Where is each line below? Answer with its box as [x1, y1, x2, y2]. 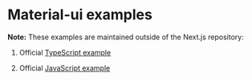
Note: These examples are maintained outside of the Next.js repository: [7, 32, 244, 42]
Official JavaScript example [18, 63, 111, 73]
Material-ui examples [7, 6, 153, 24]
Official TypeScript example [18, 47, 112, 57]
